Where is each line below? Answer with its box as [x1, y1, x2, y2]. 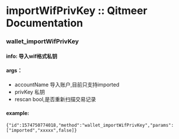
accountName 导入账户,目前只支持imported [14, 81, 120, 88]
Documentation [6, 16, 84, 30]
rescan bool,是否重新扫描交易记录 [14, 95, 97, 103]
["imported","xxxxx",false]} [6, 127, 77, 134]
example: [6, 109, 29, 116]
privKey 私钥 [14, 88, 45, 95]
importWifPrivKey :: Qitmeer [6, 4, 147, 18]
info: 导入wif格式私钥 [6, 53, 57, 60]
